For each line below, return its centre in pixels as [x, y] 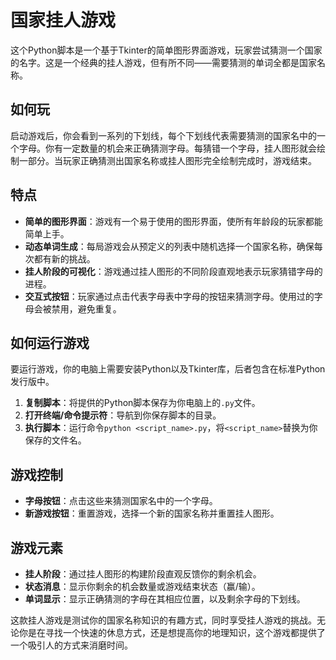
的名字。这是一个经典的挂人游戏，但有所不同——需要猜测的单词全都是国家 [163, 62]
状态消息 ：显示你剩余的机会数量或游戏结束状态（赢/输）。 [142, 586]
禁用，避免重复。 [86, 308]
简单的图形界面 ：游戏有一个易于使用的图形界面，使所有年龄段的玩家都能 [173, 221]
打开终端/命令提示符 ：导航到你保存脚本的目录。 [123, 415]
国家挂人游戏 [63, 20]
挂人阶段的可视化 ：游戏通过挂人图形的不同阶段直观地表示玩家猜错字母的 [173, 271]
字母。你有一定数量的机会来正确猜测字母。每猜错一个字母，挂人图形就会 [167, 148]
